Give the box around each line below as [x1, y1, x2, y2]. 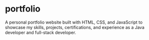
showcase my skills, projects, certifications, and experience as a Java [5, 24, 145, 30]
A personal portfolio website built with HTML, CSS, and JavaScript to [5, 19, 143, 25]
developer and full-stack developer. [5, 29, 76, 35]
